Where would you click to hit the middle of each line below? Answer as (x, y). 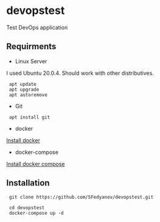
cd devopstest (27, 207)
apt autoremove (28, 95)
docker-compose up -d (36, 213)
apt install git (30, 117)
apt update (23, 84)
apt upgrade (24, 89)
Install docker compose (36, 164)
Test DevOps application (37, 27)
